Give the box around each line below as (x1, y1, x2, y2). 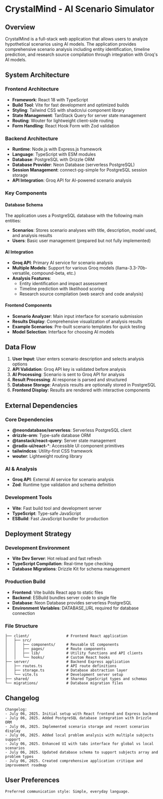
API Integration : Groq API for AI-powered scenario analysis (12, 177, 132, 183)
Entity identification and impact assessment (19, 281, 107, 287)
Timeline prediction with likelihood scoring (19, 286, 105, 292)
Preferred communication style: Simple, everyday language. (5, 789, 130, 794)
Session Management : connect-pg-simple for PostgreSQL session (12, 167, 147, 172)
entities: (5, 218, 21, 224)
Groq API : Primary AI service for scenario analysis (12, 260, 113, 266)
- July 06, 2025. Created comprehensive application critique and (5, 758, 143, 763)
